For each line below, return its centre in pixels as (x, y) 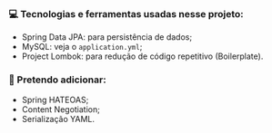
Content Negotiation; (61, 109)
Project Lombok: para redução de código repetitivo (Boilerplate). (142, 56)
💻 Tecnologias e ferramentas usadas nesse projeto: (126, 14)
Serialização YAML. (58, 119)
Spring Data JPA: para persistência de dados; (107, 37)
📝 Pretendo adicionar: (57, 80)
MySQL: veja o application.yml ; (82, 47)
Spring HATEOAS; (55, 100)
